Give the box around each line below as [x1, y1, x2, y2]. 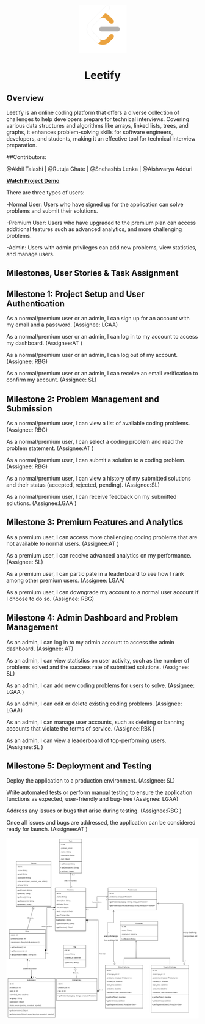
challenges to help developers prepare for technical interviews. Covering [6, 116, 190, 123]
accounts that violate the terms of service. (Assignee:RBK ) [6, 724, 155, 732]
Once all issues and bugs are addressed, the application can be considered [6, 819, 196, 827]
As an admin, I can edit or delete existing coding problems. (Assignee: [6, 700, 182, 707]
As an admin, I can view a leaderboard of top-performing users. [6, 737, 167, 744]
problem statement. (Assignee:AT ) [6, 444, 94, 452]
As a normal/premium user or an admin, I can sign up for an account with [6, 315, 190, 322]
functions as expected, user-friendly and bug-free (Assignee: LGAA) [6, 795, 179, 803]
